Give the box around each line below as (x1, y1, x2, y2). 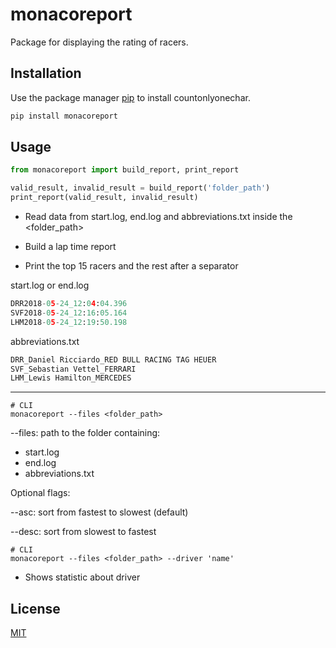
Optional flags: (10, 487, 71, 499)
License (10, 600, 61, 617)
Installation (10, 65, 82, 82)
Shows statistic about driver (24, 571, 141, 583)
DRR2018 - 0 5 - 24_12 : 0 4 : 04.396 (10, 299, 128, 309)
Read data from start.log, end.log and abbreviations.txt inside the (24, 211, 293, 223)
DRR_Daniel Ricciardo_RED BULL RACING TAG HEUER (10, 354, 217, 365)
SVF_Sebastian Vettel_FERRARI (10, 364, 137, 374)
